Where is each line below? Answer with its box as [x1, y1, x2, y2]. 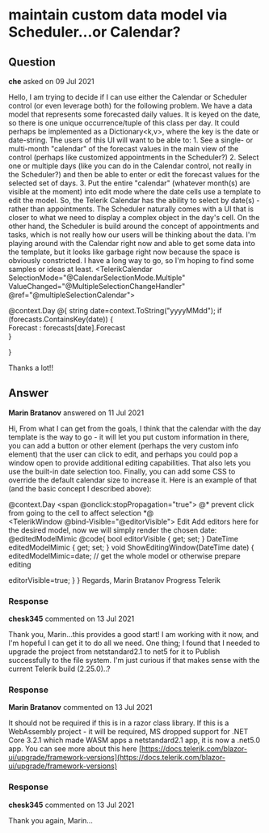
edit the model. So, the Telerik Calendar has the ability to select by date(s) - [8, 196, 260, 205]
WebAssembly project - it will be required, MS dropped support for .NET [8, 727, 249, 737]
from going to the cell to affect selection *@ [8, 508, 154, 517]
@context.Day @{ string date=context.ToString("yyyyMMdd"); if [8, 306, 222, 315]
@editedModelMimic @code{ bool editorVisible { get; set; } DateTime [8, 533, 238, 543]
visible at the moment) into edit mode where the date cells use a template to [8, 187, 261, 196]
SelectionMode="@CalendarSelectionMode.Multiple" [8, 273, 186, 283]
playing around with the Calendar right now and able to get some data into [8, 239, 256, 248]
